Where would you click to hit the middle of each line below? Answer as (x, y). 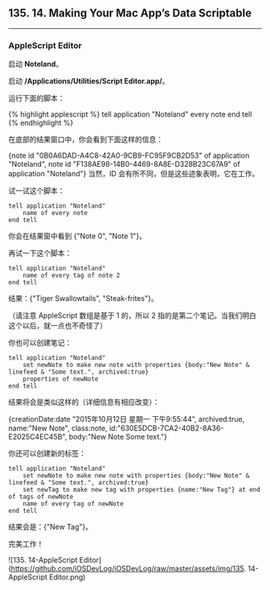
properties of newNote (61, 379)
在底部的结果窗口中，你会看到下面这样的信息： (86, 139)
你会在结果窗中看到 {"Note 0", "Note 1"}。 (78, 236)
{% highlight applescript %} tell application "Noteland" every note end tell (130, 114)
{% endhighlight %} (41, 123)
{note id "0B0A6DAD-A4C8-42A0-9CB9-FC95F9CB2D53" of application (129, 155)
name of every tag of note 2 (72, 276)
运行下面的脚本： (37, 98)
